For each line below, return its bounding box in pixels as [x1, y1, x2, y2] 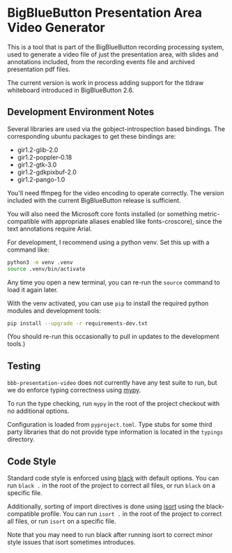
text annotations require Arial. [7, 225, 93, 233]
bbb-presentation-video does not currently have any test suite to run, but [7, 379, 217, 387]
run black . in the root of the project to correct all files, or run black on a [7, 481, 216, 490]
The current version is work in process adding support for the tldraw [7, 78, 204, 86]
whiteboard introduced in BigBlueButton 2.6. [7, 86, 134, 94]
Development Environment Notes [7, 106, 155, 118]
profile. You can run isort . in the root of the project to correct [40, 510, 222, 517]
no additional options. [7, 407, 70, 416]
